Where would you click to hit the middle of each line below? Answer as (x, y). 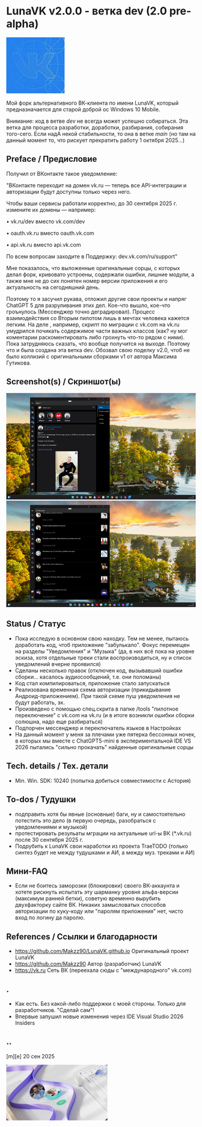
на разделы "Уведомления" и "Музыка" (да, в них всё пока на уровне (105, 651)
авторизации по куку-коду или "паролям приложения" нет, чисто (99, 911)
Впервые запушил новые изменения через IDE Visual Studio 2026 (99, 1016)
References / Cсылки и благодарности (82, 937)
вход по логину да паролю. (50, 918)
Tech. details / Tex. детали (57, 766)
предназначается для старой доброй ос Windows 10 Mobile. (83, 109)
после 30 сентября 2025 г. (49, 839)
